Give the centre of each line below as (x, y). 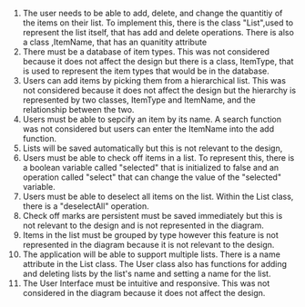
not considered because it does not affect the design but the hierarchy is (159, 90)
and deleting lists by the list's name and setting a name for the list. (147, 273)
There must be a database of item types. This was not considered (146, 52)
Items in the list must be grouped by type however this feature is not (151, 235)
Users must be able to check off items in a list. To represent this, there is (158, 158)
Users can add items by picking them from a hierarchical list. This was (154, 80)
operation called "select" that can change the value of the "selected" (152, 177)
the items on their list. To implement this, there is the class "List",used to (158, 23)
